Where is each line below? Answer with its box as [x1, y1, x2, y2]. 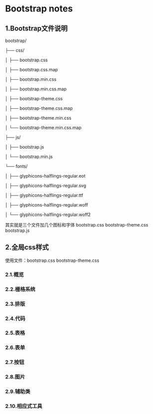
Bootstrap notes [5, 3, 73, 14]
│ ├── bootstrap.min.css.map [5, 86, 67, 92]
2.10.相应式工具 [5, 403, 43, 410]
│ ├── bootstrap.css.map [5, 67, 58, 72]
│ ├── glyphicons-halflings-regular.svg [5, 183, 86, 189]
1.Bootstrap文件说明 [5, 24, 68, 32]
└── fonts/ [5, 163, 28, 169]
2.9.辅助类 [5, 388, 31, 395]
